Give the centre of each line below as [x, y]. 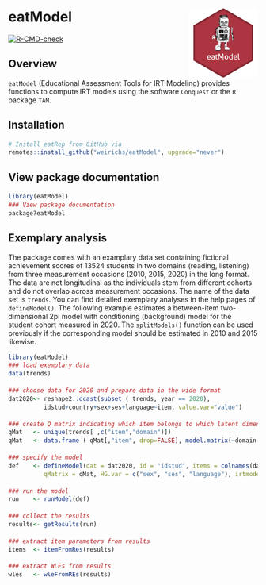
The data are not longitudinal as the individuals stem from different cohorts [130, 283]
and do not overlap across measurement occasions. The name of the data [129, 291]
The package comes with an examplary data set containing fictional [119, 257]
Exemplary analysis [58, 238]
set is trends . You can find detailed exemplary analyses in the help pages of [132, 299]
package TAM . [30, 100]
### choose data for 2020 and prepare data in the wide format [115, 391]
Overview [33, 64]
